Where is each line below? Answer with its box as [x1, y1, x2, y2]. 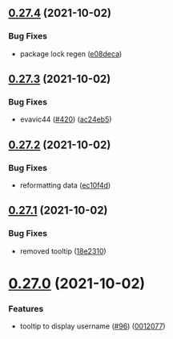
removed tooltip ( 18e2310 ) [19, 246, 107, 256]
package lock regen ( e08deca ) [19, 48, 123, 59]
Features [8, 303, 44, 314]
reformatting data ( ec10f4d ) [19, 180, 111, 190]
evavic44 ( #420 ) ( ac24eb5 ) [19, 114, 112, 124]
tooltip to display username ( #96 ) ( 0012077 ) [19, 321, 166, 331]
